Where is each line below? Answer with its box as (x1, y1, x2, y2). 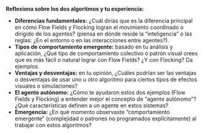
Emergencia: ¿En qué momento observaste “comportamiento (14, 109, 170, 115)
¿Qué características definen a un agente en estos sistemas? (14, 102, 169, 109)
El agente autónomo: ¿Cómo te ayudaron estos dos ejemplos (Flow (14, 89, 186, 96)
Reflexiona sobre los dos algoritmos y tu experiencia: (6, 6, 145, 12)
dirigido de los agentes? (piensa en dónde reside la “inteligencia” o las (14, 30, 192, 37)
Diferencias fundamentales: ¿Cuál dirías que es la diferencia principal (14, 17, 193, 24)
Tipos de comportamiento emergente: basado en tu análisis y (14, 43, 173, 50)
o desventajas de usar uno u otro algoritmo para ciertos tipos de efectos (14, 76, 197, 83)
